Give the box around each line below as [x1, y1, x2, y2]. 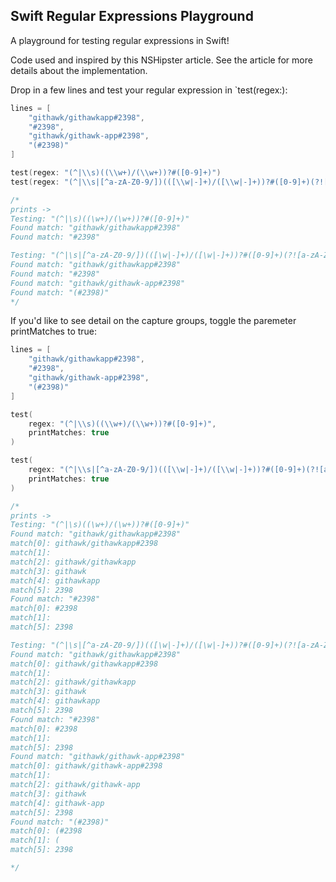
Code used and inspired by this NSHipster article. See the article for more [10, 54, 313, 66]
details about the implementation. [10, 64, 148, 76]
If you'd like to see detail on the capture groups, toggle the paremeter [10, 315, 297, 327]
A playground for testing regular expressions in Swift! [10, 34, 230, 46]
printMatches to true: [10, 325, 98, 338]
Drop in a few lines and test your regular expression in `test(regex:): [10, 84, 288, 96]
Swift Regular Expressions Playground [10, 8, 254, 25]
